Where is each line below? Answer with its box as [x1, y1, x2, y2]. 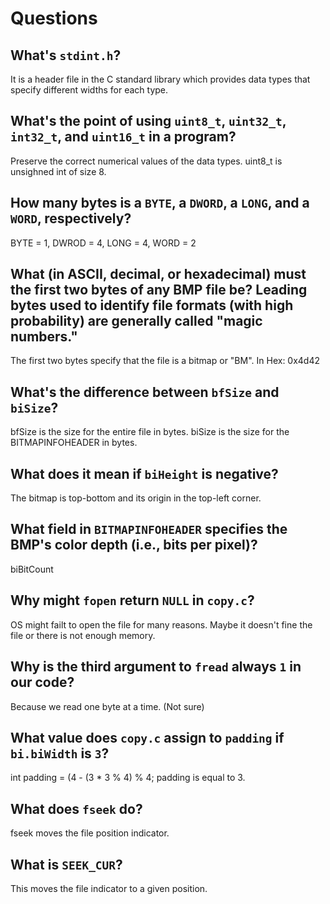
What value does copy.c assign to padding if [10, 729, 285, 746]
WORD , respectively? [10, 210, 132, 227]
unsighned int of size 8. [10, 165, 107, 177]
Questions [10, 7, 98, 30]
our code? [10, 674, 75, 691]
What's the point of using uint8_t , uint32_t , [10, 113, 287, 130]
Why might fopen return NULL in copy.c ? [10, 592, 255, 609]
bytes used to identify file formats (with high [10, 297, 294, 314]
